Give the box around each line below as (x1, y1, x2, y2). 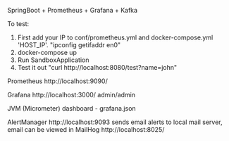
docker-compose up (17, 49, 78, 56)
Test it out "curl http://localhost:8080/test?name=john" (17, 63, 178, 71)
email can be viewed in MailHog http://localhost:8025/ (7, 125, 165, 133)
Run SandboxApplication (17, 56, 89, 64)
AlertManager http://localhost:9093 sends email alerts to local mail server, (7, 118, 223, 126)
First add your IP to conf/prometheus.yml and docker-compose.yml (17, 33, 213, 42)
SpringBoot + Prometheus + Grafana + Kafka (7, 6, 138, 14)
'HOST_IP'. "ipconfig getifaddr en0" (17, 41, 121, 49)
